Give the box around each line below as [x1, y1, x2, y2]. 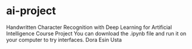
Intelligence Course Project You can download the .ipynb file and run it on [6, 30, 187, 37]
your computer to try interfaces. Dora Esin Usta [6, 36, 122, 43]
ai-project [6, 4, 56, 18]
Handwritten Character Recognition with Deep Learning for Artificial [6, 24, 172, 31]
